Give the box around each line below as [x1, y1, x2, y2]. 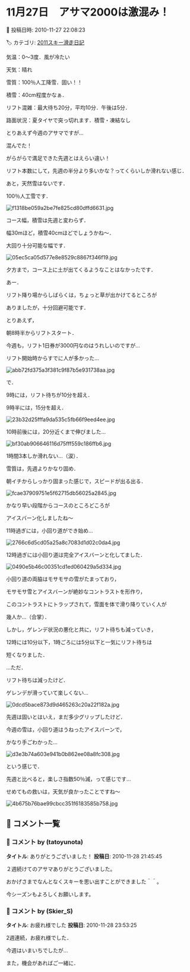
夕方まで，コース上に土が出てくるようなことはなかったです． [6, 266, 156, 273]
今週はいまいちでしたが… [6, 946, 68, 954]
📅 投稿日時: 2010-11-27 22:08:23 [6, 26, 86, 33]
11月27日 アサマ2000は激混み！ [6, 5, 170, 19]
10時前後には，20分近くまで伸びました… [6, 428, 106, 435]
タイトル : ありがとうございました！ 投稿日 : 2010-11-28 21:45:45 [6, 852, 162, 860]
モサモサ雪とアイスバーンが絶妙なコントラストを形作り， [6, 588, 145, 595]
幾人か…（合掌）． [6, 613, 50, 620]
